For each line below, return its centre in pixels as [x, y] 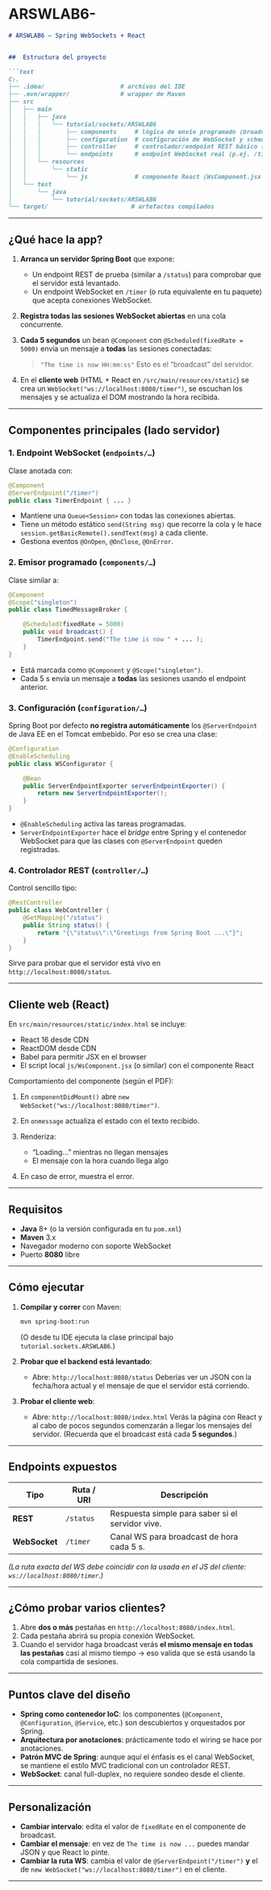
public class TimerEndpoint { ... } [70, 500]
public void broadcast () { [68, 632]
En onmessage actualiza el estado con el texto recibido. [110, 1121]
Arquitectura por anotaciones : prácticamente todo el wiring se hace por [141, 1740]
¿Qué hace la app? [56, 239]
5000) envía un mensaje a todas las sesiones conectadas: [116, 349]
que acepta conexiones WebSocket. [92, 300]
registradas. [40, 850]
